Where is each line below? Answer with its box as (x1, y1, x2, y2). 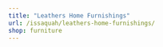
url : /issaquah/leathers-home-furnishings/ (8, 19, 156, 27)
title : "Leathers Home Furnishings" (8, 11, 130, 20)
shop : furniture (8, 26, 62, 34)
